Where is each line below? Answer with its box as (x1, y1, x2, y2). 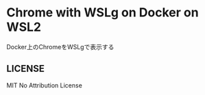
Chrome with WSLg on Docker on (6, 5, 200, 21)
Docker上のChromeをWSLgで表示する (6, 42, 114, 51)
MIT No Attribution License (6, 81, 83, 90)
